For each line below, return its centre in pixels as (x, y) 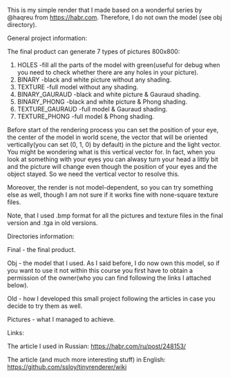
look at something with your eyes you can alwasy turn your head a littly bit (113, 159)
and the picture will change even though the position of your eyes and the (112, 166)
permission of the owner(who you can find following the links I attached (109, 278)
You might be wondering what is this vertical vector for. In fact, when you (111, 152)
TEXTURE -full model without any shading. (78, 87)
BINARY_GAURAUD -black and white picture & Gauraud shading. (109, 94)
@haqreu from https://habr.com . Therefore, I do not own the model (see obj (115, 17)
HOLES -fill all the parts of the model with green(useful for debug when (118, 65)
